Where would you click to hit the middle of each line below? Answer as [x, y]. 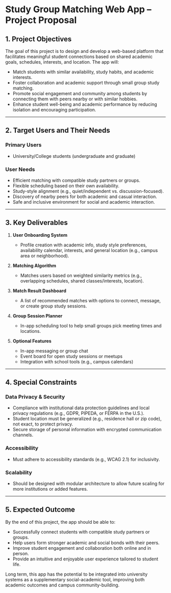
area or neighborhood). [45, 256]
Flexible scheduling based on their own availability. [66, 186]
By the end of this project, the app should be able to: [60, 522]
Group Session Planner [37, 316]
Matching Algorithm [34, 265]
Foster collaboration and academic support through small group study [86, 83]
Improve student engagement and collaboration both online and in [82, 548]
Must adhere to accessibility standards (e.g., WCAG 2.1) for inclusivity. [86, 459]
